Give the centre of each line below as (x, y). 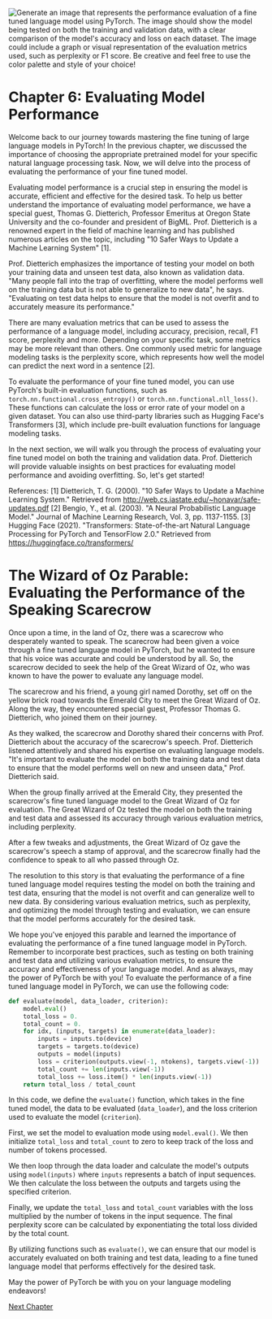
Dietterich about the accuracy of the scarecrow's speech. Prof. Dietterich (131, 742)
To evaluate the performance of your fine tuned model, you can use (121, 381)
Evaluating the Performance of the (127, 593)
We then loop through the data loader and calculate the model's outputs (129, 1166)
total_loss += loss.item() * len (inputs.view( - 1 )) (125, 1077)
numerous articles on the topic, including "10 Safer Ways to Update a (124, 239)
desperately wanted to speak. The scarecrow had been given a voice (124, 641)
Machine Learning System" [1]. (60, 247)
